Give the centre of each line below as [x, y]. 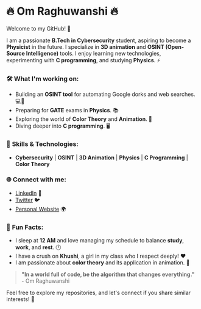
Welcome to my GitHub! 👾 [39, 28]
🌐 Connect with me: [37, 180]
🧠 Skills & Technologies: [43, 144]
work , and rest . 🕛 [38, 247]
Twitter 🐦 [28, 200]
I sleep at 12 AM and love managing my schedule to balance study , [100, 241]
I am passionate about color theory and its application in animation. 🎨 [102, 263]
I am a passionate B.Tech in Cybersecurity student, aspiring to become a [99, 40]
